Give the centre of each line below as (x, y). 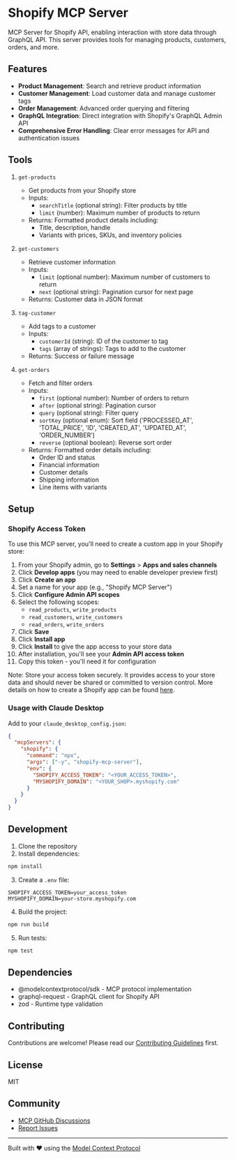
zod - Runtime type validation (60, 1004)
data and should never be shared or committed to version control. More (111, 682)
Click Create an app (47, 580)
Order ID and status (67, 457)
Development (38, 829)
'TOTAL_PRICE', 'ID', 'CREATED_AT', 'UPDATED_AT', (113, 427)
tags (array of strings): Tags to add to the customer (113, 348)
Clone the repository (47, 846)
